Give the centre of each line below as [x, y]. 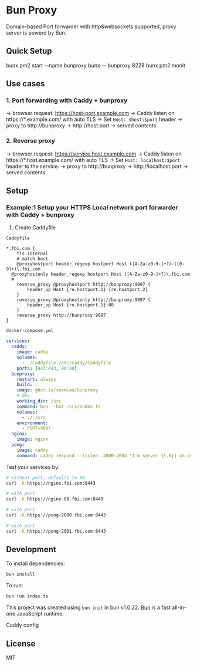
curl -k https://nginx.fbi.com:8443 [51, 483]
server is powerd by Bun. [36, 32]
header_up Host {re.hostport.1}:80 [71, 305]
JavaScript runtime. [40, 614]
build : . [27, 385]
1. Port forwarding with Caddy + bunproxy [67, 100]
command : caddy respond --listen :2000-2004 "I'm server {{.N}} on [101, 455]
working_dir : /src [39, 401]
